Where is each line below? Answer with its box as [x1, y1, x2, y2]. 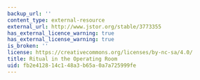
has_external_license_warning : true [7, 36, 114, 43]
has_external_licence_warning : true [7, 29, 114, 37]
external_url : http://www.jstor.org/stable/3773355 [7, 23, 161, 30]
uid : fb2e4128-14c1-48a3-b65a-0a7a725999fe [7, 62, 137, 69]
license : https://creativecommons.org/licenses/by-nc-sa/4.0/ [7, 49, 193, 56]
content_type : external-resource [7, 17, 105, 24]
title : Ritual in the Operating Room [7, 56, 118, 63]
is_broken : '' [7, 42, 49, 49]
